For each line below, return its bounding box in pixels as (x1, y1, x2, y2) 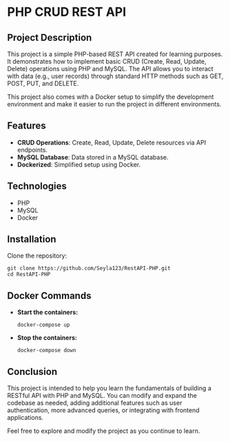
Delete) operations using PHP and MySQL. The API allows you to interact (7, 65, 213, 73)
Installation (7, 233, 56, 245)
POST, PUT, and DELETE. (7, 79, 79, 87)
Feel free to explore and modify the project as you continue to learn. (7, 427, 200, 435)
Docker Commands (7, 289, 92, 301)
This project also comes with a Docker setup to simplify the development (7, 93, 214, 101)
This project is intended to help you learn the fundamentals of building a (7, 384, 211, 392)
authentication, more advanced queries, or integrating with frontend (7, 406, 200, 414)
